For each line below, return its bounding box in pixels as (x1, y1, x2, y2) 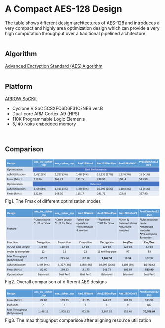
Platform (5, 82, 33, 91)
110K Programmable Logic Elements (12, 116, 85, 122)
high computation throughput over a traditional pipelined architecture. (5, 30, 147, 36)
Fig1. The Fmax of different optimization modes (5, 198, 101, 204)
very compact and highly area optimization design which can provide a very (5, 25, 160, 31)
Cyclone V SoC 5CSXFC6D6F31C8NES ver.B (12, 105, 103, 111)
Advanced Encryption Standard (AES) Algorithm (5, 63, 103, 69)
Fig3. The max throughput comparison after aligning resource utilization (5, 317, 152, 323)
